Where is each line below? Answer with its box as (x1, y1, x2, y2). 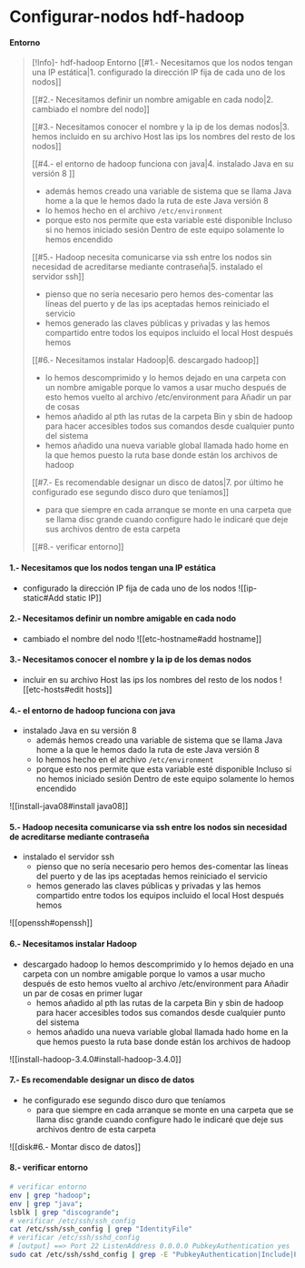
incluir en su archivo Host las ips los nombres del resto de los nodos (22, 675, 279, 685)
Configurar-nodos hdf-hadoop (9, 6, 245, 27)
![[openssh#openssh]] (9, 918, 93, 928)
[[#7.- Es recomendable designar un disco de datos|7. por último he (31, 477, 284, 488)
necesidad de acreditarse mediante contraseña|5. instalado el (31, 261, 263, 272)
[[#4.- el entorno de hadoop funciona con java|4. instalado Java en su (31, 158, 294, 169)
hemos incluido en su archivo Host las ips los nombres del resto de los (31, 131, 296, 142)
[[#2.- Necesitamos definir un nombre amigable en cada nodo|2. (31, 94, 274, 106)
